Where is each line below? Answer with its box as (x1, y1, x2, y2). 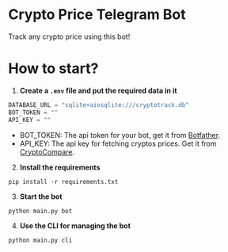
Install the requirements (19, 162, 101, 172)
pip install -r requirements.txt (8, 178, 119, 185)
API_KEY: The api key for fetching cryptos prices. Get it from (19, 139, 217, 148)
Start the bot (19, 192, 63, 201)
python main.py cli (8, 236, 73, 244)
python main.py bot (8, 207, 73, 215)
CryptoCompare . (19, 147, 75, 156)
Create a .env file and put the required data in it (19, 86, 177, 95)
